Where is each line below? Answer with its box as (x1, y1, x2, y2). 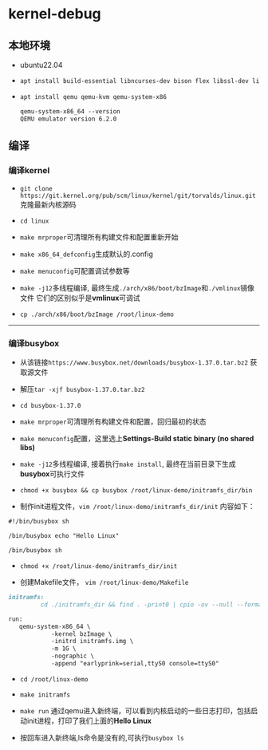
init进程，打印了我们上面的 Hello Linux (26, 716, 152, 725)
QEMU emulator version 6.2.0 (19, 115, 117, 123)
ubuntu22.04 (19, 61, 63, 69)
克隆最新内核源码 (19, 200, 77, 210)
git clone (19, 185, 53, 193)
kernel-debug (8, 5, 101, 23)
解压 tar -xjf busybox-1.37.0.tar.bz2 (19, 385, 145, 394)
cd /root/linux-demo (19, 675, 89, 683)
